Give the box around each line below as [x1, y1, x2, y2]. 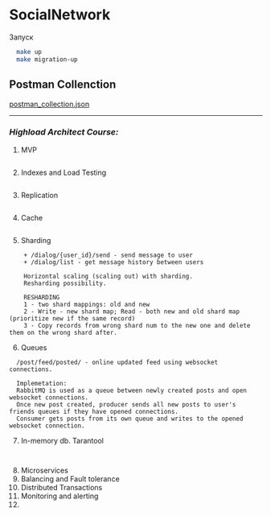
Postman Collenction [9, 78, 117, 92]
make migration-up [16, 55, 79, 64]
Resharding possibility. [23, 279, 107, 287]
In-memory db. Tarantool [20, 436, 104, 445]
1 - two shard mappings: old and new [23, 300, 150, 308]
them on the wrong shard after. [9, 328, 117, 336]
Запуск [9, 32, 34, 42]
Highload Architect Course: [9, 126, 119, 138]
